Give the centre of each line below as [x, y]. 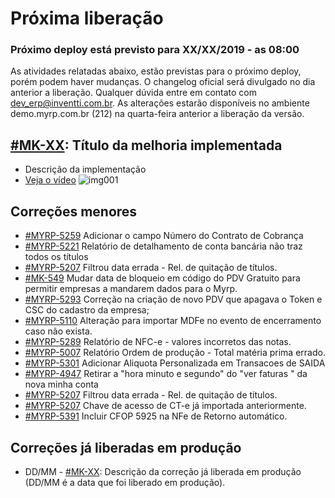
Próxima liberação [87, 18]
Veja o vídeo [50, 180]
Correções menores [74, 211]
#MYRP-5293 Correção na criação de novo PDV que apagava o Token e [173, 299]
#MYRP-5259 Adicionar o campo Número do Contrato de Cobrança [164, 236]
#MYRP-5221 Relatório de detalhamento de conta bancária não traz [163, 246]
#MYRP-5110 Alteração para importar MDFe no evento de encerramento [173, 321]
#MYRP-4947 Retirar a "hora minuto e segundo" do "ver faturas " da [166, 374]
